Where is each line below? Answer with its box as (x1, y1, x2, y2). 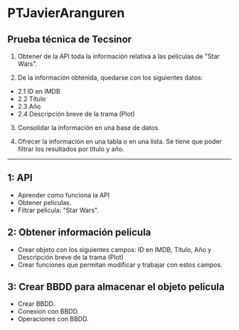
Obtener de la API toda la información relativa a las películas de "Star (17, 52, 221, 60)
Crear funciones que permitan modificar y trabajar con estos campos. (17, 260, 223, 269)
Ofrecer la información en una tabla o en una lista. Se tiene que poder (17, 137, 223, 145)
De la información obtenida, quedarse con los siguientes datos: (17, 73, 203, 82)
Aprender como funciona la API (17, 190, 110, 199)
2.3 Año (17, 102, 41, 111)
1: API (7, 172, 33, 184)
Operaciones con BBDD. (17, 314, 89, 324)
